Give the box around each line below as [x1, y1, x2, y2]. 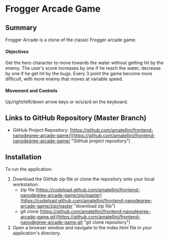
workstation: [12, 182, 39, 188]
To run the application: [5, 166, 52, 172]
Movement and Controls [5, 87, 58, 94]
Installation [5, 153, 42, 161]
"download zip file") [73, 203, 116, 209]
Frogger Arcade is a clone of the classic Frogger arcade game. [5, 37, 136, 43]
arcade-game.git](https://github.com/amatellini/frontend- [20, 214, 141, 220]
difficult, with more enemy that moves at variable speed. [5, 76, 123, 82]
